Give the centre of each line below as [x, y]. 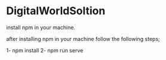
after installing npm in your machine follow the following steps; [83, 39]
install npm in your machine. [41, 27]
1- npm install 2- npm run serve [45, 50]
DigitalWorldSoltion [56, 11]
